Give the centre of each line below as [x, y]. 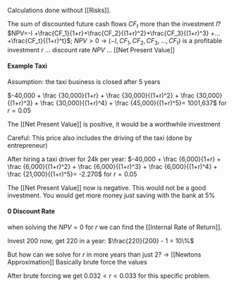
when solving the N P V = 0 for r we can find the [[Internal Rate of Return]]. [115, 227]
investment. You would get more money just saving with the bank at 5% [111, 195]
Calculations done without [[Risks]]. [59, 10]
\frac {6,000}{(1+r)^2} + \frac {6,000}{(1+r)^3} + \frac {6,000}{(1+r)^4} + [112, 166]
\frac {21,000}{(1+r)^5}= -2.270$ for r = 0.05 [72, 174]
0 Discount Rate [31, 211]
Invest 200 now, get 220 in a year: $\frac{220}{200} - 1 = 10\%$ [101, 241]
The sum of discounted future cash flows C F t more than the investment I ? [114, 25]
